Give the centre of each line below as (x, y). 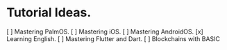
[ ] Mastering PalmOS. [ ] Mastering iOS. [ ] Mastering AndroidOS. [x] (105, 32)
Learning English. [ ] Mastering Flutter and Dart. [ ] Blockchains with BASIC (113, 38)
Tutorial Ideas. (49, 13)
